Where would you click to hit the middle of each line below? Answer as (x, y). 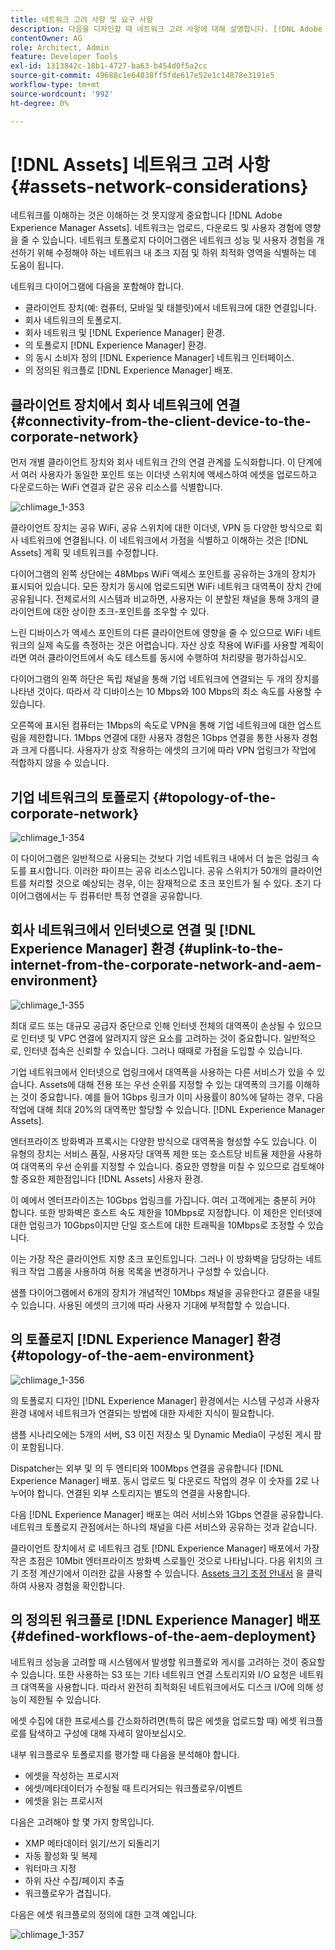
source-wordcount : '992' (62, 94)
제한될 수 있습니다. (65, 1699)
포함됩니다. (42, 1447)
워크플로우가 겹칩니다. (68, 1893)
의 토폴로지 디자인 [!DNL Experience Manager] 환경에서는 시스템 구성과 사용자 (165, 1400)
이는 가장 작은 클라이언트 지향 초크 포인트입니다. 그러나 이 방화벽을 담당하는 (157, 1258)
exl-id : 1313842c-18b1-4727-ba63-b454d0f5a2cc (109, 66)
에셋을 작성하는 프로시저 (72, 1775)
